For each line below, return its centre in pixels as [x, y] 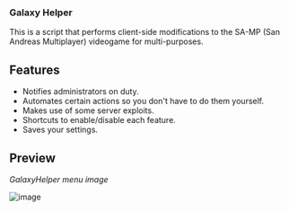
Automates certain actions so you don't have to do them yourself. [143, 101]
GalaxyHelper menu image [59, 179]
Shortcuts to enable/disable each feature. [99, 120]
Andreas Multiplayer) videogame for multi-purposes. [106, 41]
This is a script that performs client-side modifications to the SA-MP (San [145, 32]
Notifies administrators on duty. [80, 92]
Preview [33, 158]
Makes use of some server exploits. [88, 110]
